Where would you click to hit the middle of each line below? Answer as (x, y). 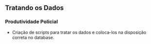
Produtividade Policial (32, 22)
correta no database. (33, 37)
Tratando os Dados (35, 8)
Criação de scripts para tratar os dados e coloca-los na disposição (79, 32)
